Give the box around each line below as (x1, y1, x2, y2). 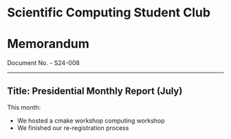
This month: (7, 103, 41, 111)
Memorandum (7, 36, 89, 52)
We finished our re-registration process (16, 123, 129, 131)
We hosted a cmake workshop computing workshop (16, 116, 165, 125)
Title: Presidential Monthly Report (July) (7, 85, 183, 97)
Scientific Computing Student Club (7, 5, 211, 21)
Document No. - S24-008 (7, 59, 80, 67)
